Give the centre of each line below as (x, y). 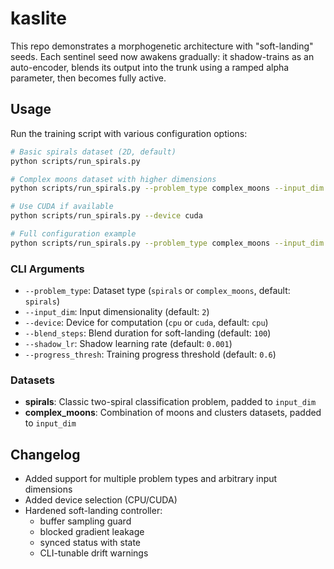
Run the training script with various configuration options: (129, 133)
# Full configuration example (73, 234)
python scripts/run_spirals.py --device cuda (106, 216)
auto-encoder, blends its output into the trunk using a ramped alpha (150, 67)
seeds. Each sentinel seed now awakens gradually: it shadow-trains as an (162, 56)
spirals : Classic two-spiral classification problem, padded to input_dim (170, 402)
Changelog (45, 454)
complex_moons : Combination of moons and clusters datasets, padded (173, 413)
